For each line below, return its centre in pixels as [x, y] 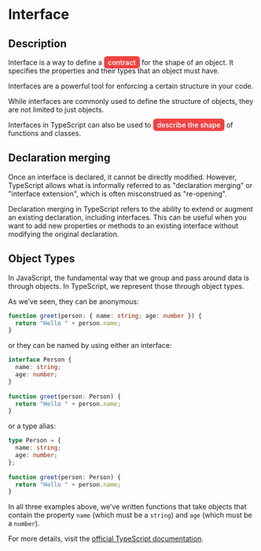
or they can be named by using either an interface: [90, 346]
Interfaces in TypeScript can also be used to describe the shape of [121, 125]
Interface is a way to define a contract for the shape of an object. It [121, 62]
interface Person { [40, 360]
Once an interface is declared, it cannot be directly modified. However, [123, 177]
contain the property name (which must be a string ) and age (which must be [130, 515]
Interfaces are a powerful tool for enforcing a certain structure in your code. [131, 86]
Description [37, 44]
